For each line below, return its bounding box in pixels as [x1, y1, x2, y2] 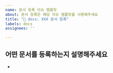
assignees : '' [5, 26, 35, 31]
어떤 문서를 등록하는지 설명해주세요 [5, 50, 108, 58]
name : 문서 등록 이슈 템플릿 [5, 7, 57, 12]
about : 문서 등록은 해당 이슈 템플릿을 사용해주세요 [5, 12, 98, 17]
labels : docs [5, 21, 33, 26]
